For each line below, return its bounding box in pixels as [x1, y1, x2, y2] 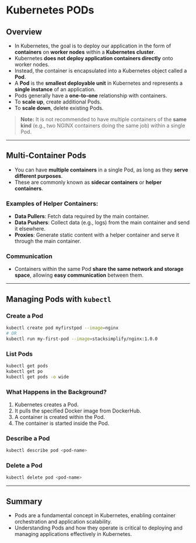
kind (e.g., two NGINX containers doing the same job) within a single [20, 122, 185, 129]
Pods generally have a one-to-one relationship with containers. [14, 92, 167, 99]
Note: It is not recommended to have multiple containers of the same [20, 116, 187, 123]
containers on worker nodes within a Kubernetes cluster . [14, 49, 156, 56]
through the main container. [14, 238, 82, 245]
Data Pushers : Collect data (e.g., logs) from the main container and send [14, 219, 190, 226]
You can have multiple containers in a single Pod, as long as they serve [14, 166, 188, 173]
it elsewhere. [14, 225, 45, 232]
